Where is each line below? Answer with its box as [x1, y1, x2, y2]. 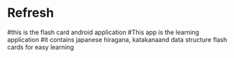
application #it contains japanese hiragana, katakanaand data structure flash [7, 35, 228, 43]
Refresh [7, 5, 54, 21]
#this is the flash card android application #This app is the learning [7, 28, 200, 36]
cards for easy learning [7, 43, 75, 51]
